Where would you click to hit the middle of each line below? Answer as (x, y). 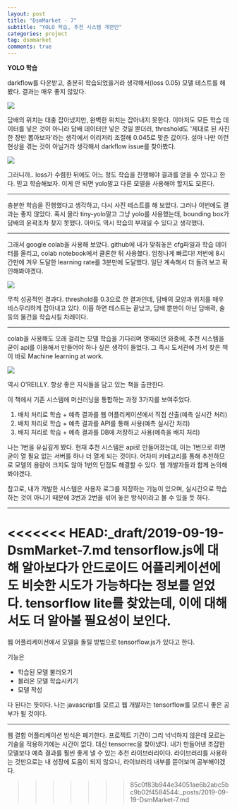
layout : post (26, 14)
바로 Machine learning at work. (59, 356)
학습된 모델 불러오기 (45, 671)
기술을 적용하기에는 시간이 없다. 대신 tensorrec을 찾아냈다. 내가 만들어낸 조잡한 (116, 744)
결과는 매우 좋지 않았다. (54, 92)
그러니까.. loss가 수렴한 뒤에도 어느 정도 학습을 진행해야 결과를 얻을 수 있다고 (113, 175)
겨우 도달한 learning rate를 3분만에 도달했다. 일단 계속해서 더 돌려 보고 (123, 262)
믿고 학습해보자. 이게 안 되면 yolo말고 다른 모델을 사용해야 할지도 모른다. (116, 183)
